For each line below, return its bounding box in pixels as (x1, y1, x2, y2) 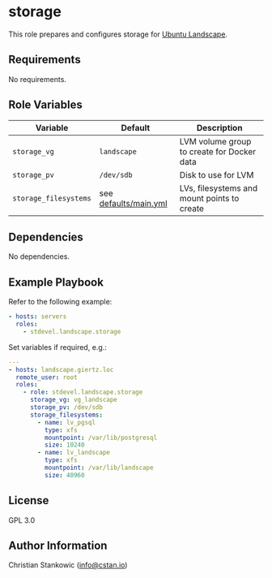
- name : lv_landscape (37, 449, 111, 457)
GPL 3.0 (8, 515, 36, 525)
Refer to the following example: (8, 297, 113, 307)
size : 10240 (44, 441, 85, 449)
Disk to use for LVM (179, 169, 254, 180)
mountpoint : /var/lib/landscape (44, 464, 154, 472)
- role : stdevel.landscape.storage (23, 388, 143, 396)
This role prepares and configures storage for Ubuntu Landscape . (8, 29, 228, 39)
